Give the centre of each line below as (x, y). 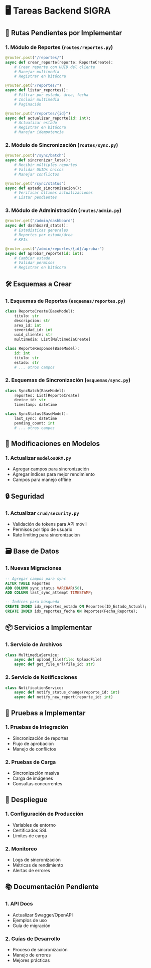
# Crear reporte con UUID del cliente (55, 67)
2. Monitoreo (21, 848)
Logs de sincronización (37, 860)
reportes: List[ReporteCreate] (47, 395)
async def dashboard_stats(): (37, 226)
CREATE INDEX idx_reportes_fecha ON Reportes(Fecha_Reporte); (71, 611)
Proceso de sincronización (40, 950)
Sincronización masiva (36, 773)
